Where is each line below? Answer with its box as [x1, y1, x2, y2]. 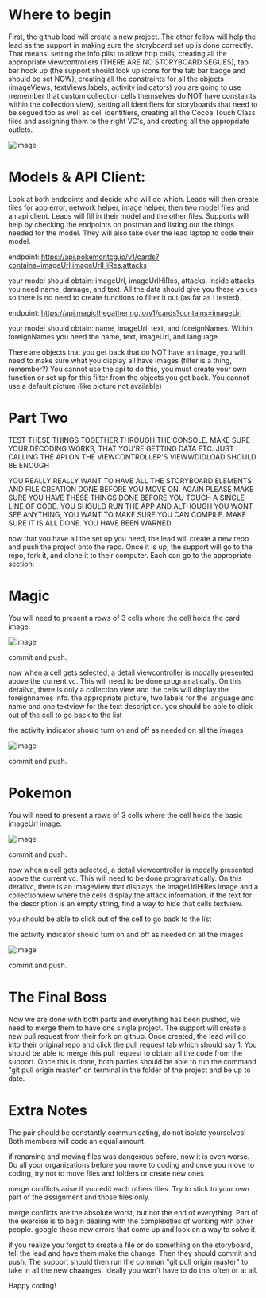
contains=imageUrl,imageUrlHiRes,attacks [8, 260, 147, 269]
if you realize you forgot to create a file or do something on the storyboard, [8, 1240, 253, 1250]
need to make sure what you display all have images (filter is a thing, [8, 355, 232, 365]
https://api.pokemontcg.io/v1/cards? [40, 252, 160, 262]
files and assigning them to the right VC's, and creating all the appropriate [8, 116, 250, 126]
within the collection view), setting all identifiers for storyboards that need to [8, 99, 258, 109]
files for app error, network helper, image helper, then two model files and [8, 203, 249, 212]
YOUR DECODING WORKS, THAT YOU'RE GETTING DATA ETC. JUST [8, 444, 234, 453]
